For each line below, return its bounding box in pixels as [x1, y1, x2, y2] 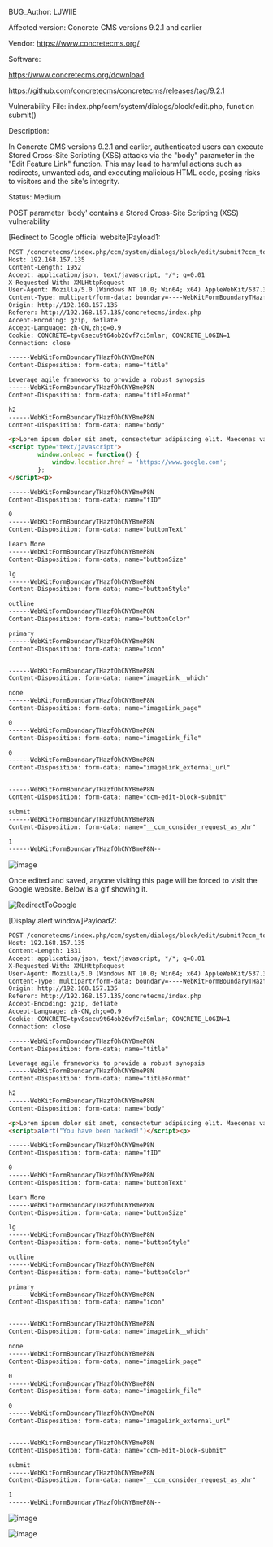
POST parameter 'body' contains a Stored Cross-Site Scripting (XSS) [8, 208, 240, 217]
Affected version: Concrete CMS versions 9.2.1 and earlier [8, 23, 202, 32]
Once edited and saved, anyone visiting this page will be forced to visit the [8, 875, 258, 886]
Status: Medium [8, 192, 62, 202]
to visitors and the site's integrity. [8, 177, 120, 186]
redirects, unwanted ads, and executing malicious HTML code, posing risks [8, 168, 261, 177]
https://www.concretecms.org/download [8, 70, 145, 80]
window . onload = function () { [37, 451, 140, 459]
